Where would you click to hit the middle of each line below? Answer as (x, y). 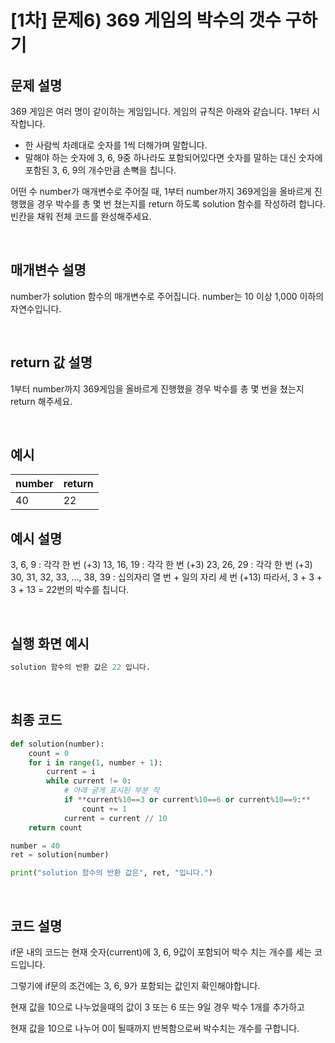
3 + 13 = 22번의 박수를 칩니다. (70, 590)
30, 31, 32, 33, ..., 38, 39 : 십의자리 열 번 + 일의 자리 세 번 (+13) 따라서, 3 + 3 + (166, 577)
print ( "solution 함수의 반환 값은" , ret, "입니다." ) (112, 873)
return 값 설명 (51, 362)
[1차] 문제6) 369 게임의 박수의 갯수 (146, 20)
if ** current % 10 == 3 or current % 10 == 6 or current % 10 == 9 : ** (187, 800)
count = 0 (49, 753)
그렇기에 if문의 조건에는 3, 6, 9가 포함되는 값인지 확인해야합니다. (135, 985)
